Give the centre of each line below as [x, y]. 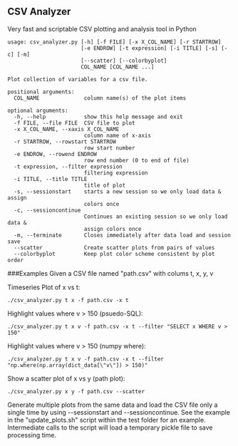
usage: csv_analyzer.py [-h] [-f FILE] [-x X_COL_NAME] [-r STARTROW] [114, 42]
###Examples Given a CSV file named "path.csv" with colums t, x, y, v [110, 273]
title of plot [105, 185]
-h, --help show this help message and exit [98, 117]
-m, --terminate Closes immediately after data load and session [123, 235]
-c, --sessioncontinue [47, 210]
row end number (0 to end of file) [137, 160]
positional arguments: [41, 92]
